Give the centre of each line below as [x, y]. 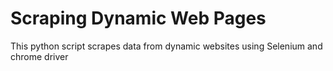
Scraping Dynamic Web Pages [138, 18]
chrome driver [39, 56]
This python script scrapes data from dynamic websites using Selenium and [166, 46]
